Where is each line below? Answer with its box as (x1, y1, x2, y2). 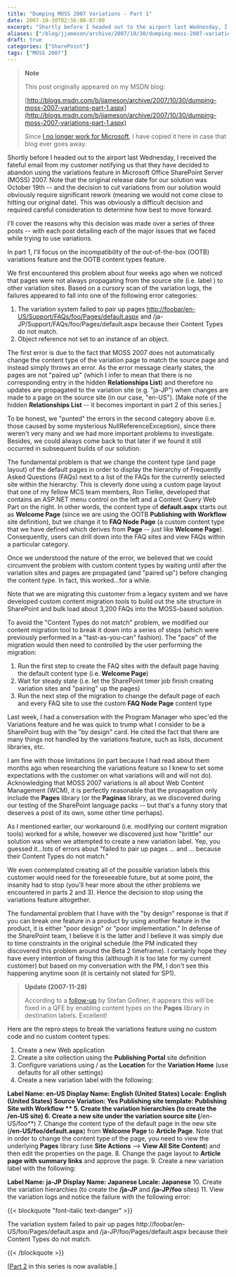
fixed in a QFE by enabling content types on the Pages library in (24, 1003, 209, 1012)
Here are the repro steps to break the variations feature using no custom (7, 1025, 217, 1033)
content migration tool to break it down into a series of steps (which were (7, 625, 219, 634)
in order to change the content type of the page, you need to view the (7, 1134, 209, 1143)
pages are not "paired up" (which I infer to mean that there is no (7, 371, 192, 379)
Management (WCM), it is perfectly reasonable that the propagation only (7, 785, 218, 795)
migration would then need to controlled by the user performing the (7, 641, 202, 649)
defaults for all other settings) (17, 1068, 104, 1077)
